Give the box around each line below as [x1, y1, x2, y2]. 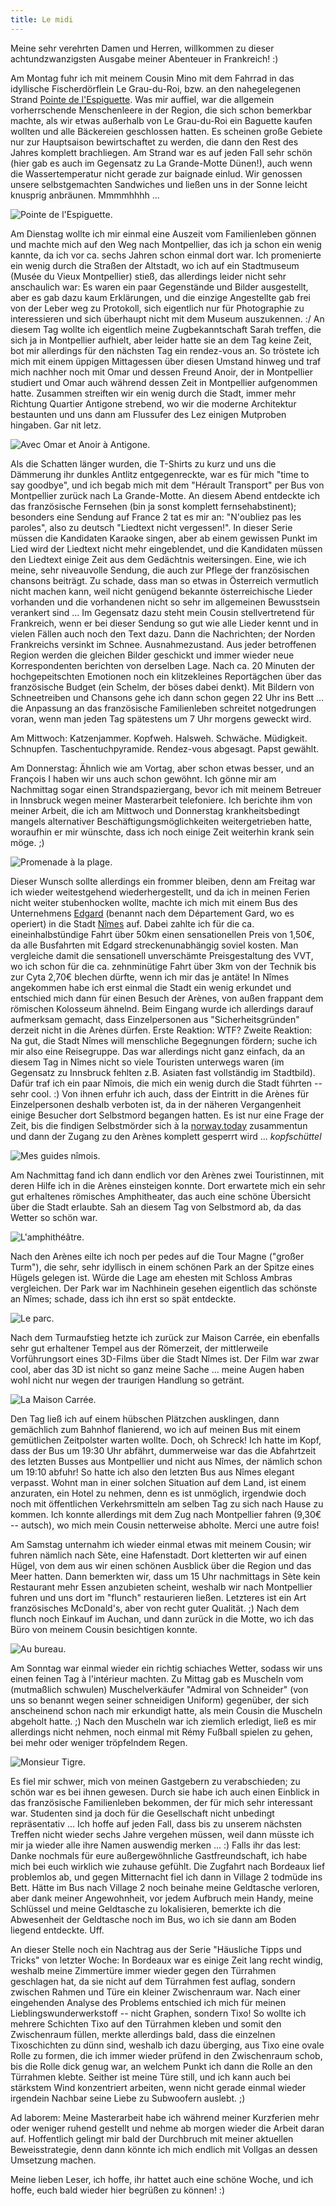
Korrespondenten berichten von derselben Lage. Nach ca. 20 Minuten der [10, 659, 315, 671]
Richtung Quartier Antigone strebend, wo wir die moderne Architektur [10, 397, 297, 410]
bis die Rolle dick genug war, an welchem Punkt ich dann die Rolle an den [10, 2060, 313, 2072]
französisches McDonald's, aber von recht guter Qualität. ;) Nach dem [10, 1602, 300, 1614]
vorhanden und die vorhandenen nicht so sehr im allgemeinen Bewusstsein [10, 596, 321, 608]
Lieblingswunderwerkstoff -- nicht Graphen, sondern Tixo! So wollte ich [10, 2007, 307, 2019]
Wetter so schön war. [10, 1211, 98, 1223]
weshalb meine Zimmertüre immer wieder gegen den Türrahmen [10, 1964, 277, 1976]
